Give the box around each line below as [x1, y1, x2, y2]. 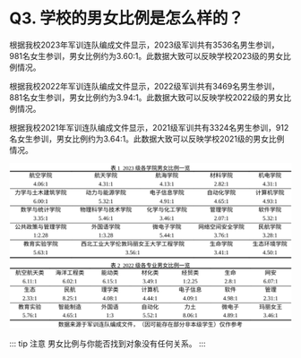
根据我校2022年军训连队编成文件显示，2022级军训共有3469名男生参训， [9, 81, 279, 91]
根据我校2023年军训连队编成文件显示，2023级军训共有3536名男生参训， [9, 39, 279, 50]
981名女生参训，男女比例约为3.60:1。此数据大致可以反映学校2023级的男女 [9, 50, 284, 61]
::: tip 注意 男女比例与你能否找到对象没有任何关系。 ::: [9, 337, 206, 349]
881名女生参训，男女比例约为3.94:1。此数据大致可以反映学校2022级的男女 [9, 91, 284, 103]
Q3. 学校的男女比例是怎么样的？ [9, 8, 245, 29]
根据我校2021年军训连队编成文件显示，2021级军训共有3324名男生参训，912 [9, 122, 289, 132]
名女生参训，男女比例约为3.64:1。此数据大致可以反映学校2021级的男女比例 [9, 133, 285, 144]
